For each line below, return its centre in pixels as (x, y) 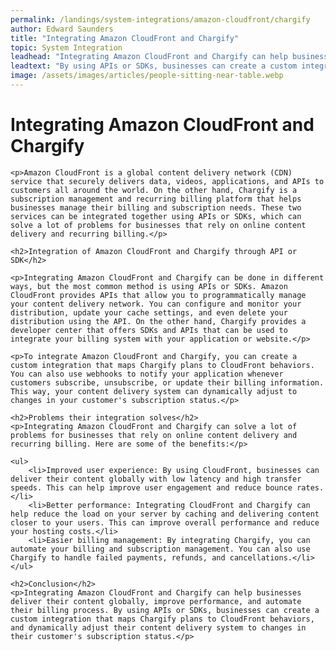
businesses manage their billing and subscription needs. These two (156, 207)
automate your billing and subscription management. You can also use (160, 549)
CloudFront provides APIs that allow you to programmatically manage (158, 295)
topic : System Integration (66, 47)
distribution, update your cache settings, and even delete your (149, 312)
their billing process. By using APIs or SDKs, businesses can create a (165, 610)
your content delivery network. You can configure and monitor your (156, 304)
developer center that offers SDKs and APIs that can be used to (149, 330)
